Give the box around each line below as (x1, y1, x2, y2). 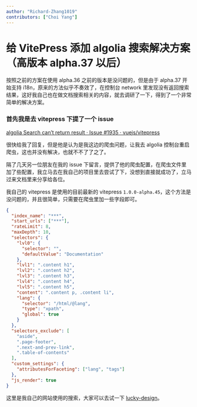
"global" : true (21, 311, 59, 317)
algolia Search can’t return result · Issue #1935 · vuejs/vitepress (6, 129, 160, 136)
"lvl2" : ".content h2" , (16, 268, 75, 274)
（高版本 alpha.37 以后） (6, 56, 127, 70)
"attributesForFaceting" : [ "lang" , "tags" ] (16, 366, 125, 372)
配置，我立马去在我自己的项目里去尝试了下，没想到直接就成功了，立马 (21, 168, 192, 175)
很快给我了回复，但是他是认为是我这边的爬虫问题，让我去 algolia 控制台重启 (6, 141, 190, 148)
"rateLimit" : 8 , (11, 224, 51, 230)
